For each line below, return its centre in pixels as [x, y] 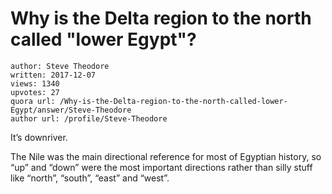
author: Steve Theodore [60, 66]
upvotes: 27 [35, 92]
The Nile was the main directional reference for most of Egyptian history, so [166, 156]
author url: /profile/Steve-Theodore [89, 118]
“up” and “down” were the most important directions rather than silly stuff [161, 167]
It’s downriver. [39, 137]
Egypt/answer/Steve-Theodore [71, 110]
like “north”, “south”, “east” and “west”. [90, 178]
